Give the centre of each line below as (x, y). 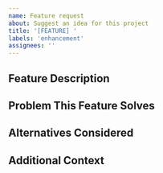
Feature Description (59, 78)
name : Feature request (46, 16)
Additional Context (56, 161)
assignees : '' (32, 46)
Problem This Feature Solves (81, 105)
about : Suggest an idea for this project (79, 23)
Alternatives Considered (71, 133)
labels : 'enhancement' (46, 38)
